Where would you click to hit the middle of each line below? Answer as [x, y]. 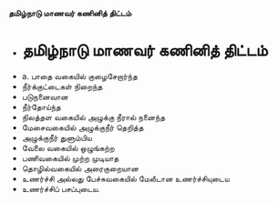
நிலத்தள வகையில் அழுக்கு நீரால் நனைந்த [93, 117]
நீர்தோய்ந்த [41, 107]
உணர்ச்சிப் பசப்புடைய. [61, 188]
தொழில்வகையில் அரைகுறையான [80, 168]
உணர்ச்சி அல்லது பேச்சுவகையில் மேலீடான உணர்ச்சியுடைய [125, 178]
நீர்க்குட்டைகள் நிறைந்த [62, 86]
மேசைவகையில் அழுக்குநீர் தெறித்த [82, 127]
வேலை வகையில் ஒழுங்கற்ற [68, 147]
